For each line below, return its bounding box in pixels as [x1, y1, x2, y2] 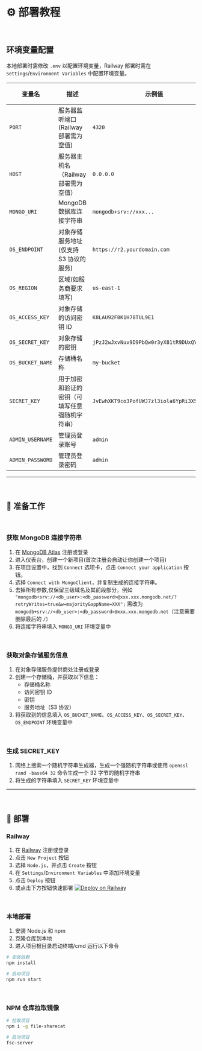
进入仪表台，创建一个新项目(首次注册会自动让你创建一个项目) [14, 556, 167, 563]
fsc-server [6, 1040, 34, 1046]
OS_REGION [9, 284, 37, 291]
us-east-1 [92, 284, 121, 291]
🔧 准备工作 [6, 501, 45, 512]
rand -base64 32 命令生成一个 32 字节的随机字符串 [14, 769, 141, 776]
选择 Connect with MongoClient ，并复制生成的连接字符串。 [14, 579, 161, 586]
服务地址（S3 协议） [23, 703, 75, 711]
